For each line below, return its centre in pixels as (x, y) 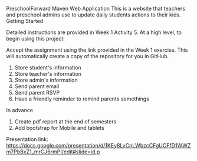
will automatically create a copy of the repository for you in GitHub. (88, 56)
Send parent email (37, 86)
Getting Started (25, 21)
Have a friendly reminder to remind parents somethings (82, 99)
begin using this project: (35, 38)
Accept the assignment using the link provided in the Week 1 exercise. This (97, 50)
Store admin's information (46, 80)
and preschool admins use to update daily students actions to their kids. (93, 15)
